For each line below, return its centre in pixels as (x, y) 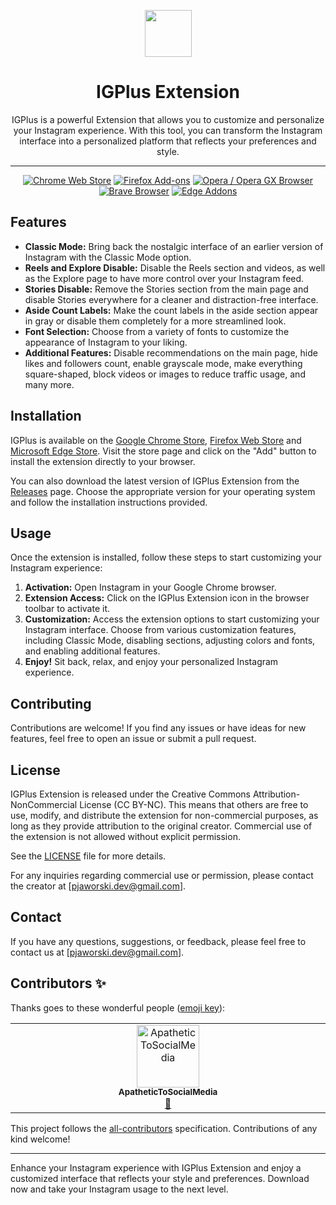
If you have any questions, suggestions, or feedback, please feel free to (158, 941)
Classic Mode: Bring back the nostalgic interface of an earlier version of (174, 246)
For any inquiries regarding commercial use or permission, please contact (162, 875)
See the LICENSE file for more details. (88, 856)
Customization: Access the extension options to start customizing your (172, 619)
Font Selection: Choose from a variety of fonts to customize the (157, 331)
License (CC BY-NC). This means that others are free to (194, 804)
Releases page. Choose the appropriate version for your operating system (163, 491)
